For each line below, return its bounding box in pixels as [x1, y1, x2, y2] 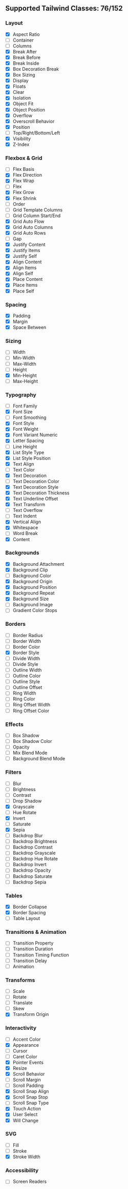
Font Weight [12, 426, 38, 432]
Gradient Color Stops [12, 607, 57, 613]
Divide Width [12, 655, 40, 661]
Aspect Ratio [12, 31, 40, 37]
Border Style [12, 649, 39, 656]
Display [12, 78, 29, 84]
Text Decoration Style [12, 484, 59, 490]
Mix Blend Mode [12, 750, 48, 756]
